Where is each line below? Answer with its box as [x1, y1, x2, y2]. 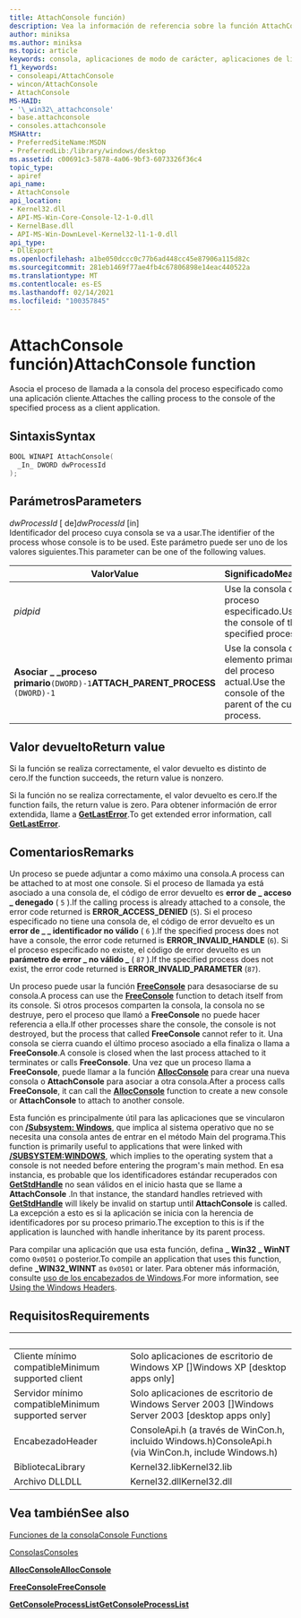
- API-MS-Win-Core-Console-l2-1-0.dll [9, 212, 154, 222]
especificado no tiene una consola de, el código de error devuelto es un [9, 916, 275, 927]
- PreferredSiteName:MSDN [9, 138, 106, 147]
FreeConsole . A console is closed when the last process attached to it [9, 1047, 267, 1058]
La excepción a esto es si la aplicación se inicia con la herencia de [9, 1208, 254, 1218]
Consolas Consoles [9, 1546, 79, 1557]
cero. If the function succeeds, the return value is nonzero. [9, 772, 224, 784]
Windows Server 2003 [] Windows [129, 1399, 275, 1410]
